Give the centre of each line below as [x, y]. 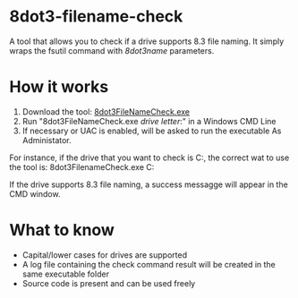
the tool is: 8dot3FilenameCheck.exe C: [82, 166]
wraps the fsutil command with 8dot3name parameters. [112, 50]
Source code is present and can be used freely [109, 283]
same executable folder [66, 274]
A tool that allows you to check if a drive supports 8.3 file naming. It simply [147, 41]
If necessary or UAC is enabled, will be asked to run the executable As [152, 131]
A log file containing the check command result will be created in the [149, 264]
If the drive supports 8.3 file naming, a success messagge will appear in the [149, 184]
